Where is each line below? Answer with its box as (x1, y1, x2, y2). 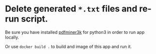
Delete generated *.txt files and (5, 3, 138, 14)
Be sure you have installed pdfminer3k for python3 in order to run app (5, 29, 145, 35)
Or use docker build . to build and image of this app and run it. (5, 43, 132, 49)
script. (21, 13, 48, 24)
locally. (5, 34, 19, 40)
